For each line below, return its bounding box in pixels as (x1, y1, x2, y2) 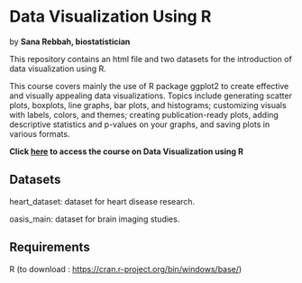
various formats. (9, 128, 70, 139)
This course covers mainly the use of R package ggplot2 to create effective (9, 80, 289, 91)
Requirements (9, 240, 90, 255)
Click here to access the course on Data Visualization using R (9, 146, 243, 157)
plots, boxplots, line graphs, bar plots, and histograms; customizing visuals (9, 99, 287, 110)
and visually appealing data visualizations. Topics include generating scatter (9, 90, 293, 101)
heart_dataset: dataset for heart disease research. (9, 196, 196, 206)
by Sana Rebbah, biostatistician (9, 36, 131, 47)
